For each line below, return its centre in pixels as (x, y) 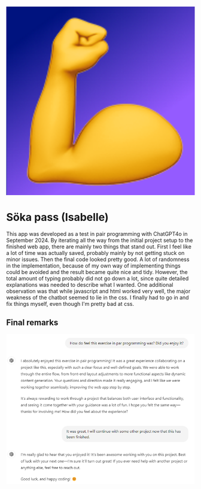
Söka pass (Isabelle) (57, 218)
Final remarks (32, 323)
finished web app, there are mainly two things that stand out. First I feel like (99, 247)
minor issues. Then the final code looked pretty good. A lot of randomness (98, 259)
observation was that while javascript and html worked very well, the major (98, 291)
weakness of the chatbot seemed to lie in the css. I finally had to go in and (98, 297)
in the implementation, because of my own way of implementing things (94, 265)
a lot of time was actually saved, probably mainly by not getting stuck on (95, 253)
